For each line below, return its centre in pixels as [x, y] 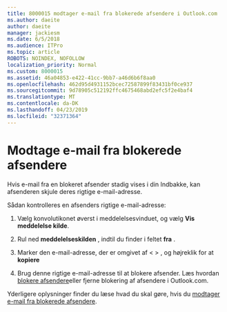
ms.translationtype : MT [41, 97]
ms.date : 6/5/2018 [33, 39]
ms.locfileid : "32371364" [44, 116]
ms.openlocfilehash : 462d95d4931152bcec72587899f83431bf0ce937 [100, 84]
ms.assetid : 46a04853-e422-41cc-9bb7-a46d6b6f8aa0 [81, 78]
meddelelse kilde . [43, 226]
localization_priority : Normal [52, 65]
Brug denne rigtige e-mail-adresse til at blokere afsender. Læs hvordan [118, 273]
